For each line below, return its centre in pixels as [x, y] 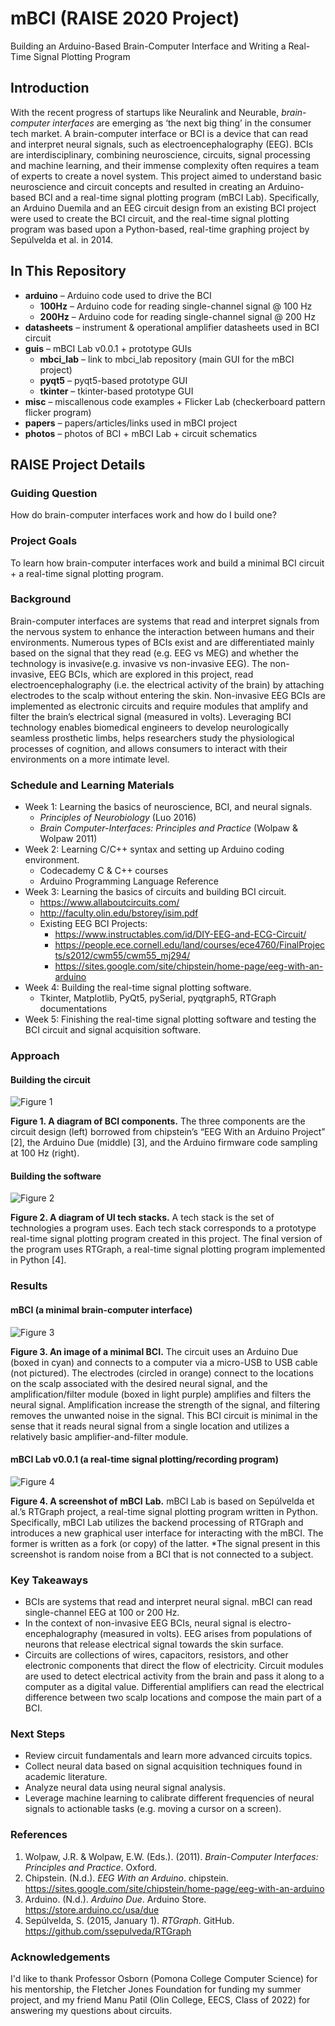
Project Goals [44, 541]
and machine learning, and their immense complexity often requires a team [165, 165]
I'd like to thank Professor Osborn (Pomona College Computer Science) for [164, 1978]
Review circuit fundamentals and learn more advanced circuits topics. [168, 1756]
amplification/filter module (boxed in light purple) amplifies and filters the [161, 1394]
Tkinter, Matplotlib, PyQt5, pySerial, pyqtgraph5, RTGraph [158, 998]
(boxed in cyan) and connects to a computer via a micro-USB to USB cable [164, 1362]
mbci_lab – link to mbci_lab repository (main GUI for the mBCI [167, 359]
